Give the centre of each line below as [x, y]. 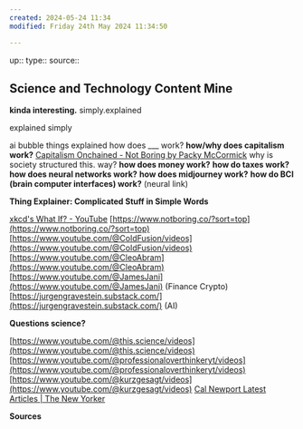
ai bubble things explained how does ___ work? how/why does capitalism [147, 145]
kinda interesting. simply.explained [76, 111]
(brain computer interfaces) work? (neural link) [99, 184]
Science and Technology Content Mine [121, 88]
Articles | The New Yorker [57, 399]
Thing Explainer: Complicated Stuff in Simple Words [109, 201]
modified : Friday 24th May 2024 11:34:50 [89, 26]
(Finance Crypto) [197, 287]
